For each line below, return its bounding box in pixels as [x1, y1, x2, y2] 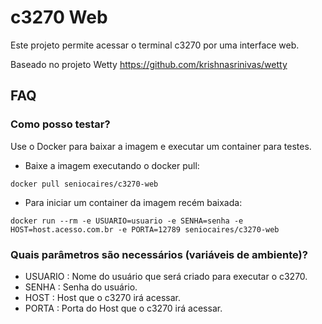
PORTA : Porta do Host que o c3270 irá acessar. [24, 302, 223, 314]
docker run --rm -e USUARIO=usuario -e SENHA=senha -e [10, 216, 244, 226]
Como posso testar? [10, 117, 111, 131]
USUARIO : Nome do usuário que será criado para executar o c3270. [24, 270, 308, 282]
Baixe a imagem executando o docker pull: [24, 159, 200, 171]
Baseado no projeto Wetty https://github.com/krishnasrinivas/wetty [10, 58, 288, 70]
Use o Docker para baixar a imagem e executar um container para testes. [10, 140, 312, 152]
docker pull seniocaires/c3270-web [10, 179, 159, 189]
